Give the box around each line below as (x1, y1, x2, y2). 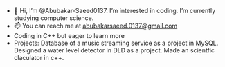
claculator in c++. (13, 54, 64, 61)
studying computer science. (13, 14, 94, 22)
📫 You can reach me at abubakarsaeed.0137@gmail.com (13, 21, 178, 30)
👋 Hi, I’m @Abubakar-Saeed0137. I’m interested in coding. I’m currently (13, 7, 216, 15)
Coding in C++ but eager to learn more (13, 32, 125, 39)
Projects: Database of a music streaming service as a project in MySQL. (13, 39, 219, 47)
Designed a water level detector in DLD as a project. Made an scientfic (13, 46, 215, 55)
